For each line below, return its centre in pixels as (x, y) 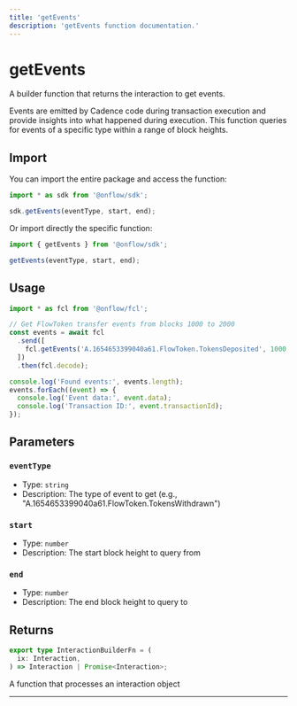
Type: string (45, 485)
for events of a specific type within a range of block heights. (119, 130)
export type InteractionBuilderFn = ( (80, 651)
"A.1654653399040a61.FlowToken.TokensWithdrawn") (121, 503)
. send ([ (31, 341)
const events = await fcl (57, 333)
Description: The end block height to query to (105, 602)
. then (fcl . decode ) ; (53, 365)
